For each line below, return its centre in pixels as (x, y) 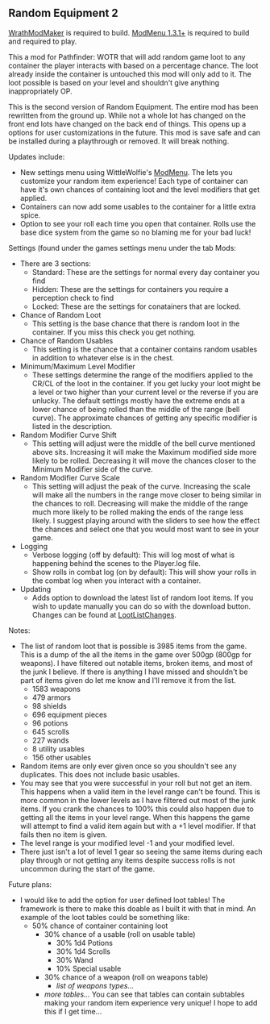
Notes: (19, 630)
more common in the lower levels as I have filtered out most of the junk (138, 800)
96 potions (50, 723)
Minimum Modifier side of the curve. (92, 469)
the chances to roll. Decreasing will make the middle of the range (140, 503)
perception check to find (73, 298)
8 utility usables (58, 748)
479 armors (51, 697)
